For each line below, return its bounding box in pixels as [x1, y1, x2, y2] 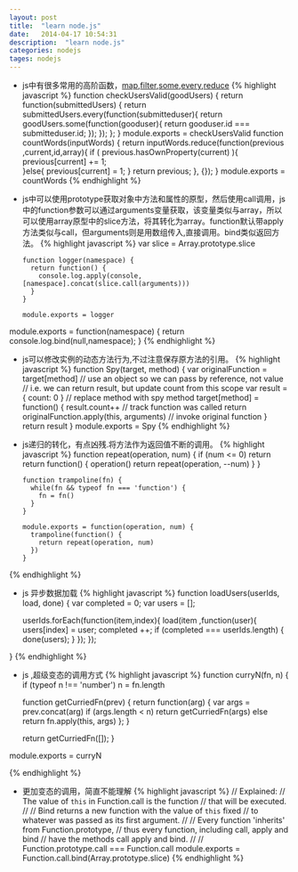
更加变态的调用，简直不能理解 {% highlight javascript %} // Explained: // [21, 786, 286, 796]
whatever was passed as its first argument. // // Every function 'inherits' [21, 815, 286, 825]
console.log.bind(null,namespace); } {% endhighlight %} [9, 336, 216, 346]
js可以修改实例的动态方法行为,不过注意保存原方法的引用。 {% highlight [21, 354, 280, 364]
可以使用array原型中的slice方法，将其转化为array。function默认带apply [21, 216, 285, 226]
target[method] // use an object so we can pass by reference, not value [21, 373, 285, 384]
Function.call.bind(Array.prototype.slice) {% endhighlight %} [21, 852, 245, 863]
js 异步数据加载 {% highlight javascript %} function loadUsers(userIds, [21, 588, 280, 598]
